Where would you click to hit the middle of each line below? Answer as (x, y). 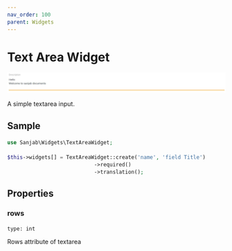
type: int (21, 229)
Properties (30, 193)
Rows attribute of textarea (44, 242)
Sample (24, 126)
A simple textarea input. (41, 104)
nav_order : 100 (29, 15)
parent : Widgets (30, 22)
